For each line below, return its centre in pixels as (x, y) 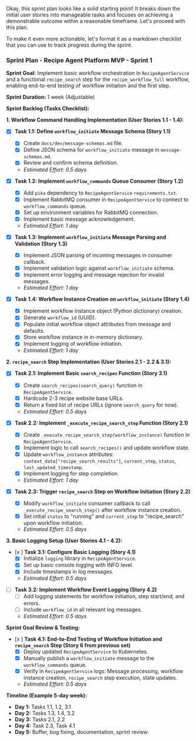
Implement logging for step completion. (71, 473)
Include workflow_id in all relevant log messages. (83, 609)
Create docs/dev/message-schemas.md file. (73, 143)
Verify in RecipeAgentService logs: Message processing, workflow (103, 671)
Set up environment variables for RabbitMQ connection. (91, 212)
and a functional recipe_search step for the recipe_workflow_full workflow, (98, 80)
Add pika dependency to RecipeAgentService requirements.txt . (100, 193)
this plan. (17, 27)
